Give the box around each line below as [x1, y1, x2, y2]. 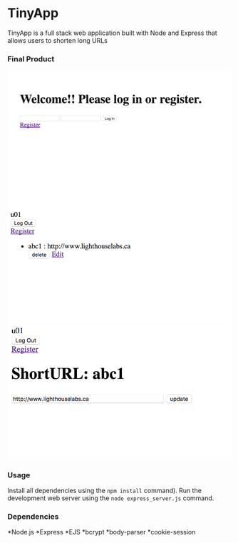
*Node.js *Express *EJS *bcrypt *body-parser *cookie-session [7, 528, 196, 537]
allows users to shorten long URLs [7, 36, 108, 44]
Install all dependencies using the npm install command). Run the [7, 486, 202, 494]
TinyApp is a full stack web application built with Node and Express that [7, 29, 217, 37]
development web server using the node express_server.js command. [7, 494, 214, 502]
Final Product [7, 54, 55, 64]
